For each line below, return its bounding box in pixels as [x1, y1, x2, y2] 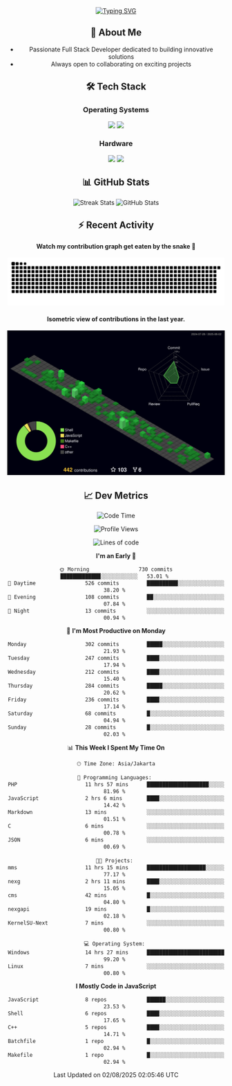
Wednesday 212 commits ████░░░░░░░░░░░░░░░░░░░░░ [8, 668, 224, 676]
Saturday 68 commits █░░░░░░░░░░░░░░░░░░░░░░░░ [8, 710, 224, 718]
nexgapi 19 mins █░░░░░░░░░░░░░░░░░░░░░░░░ [8, 906, 224, 913]
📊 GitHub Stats [82, 177, 150, 188]
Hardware [99, 139, 133, 148]
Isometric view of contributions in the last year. [47, 314, 185, 323]
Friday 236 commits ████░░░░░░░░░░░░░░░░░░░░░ [8, 696, 224, 704]
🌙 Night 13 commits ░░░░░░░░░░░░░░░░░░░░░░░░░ [8, 607, 224, 615]
